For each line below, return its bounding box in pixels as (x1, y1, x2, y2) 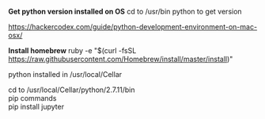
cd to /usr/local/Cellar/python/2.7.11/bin (8, 85, 135, 94)
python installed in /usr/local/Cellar (8, 70, 123, 79)
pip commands (8, 94, 57, 102)
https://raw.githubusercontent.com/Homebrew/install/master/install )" (8, 55, 233, 63)
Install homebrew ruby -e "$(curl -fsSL (8, 46, 137, 55)
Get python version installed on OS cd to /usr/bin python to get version (8, 7, 243, 16)
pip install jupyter (8, 102, 65, 111)
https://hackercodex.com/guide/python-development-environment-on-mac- (8, 22, 258, 31)
